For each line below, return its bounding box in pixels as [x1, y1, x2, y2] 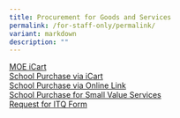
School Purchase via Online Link [9, 80, 126, 91]
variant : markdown [9, 29, 77, 38]
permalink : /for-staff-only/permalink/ [9, 21, 156, 30]
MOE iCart [9, 62, 47, 72]
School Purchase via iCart [9, 71, 103, 82]
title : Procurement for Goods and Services [9, 12, 172, 22]
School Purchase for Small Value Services [9, 90, 161, 100]
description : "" [9, 37, 69, 47]
